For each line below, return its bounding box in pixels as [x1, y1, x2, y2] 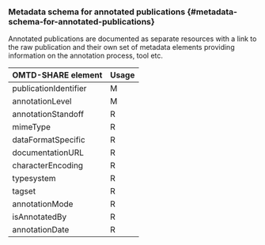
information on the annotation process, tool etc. [8, 51, 164, 61]
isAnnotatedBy [12, 212, 67, 223]
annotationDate [12, 224, 70, 236]
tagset [12, 186, 36, 197]
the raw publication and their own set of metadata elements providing [8, 43, 235, 52]
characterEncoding [12, 160, 84, 171]
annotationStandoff [12, 109, 85, 120]
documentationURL [12, 147, 85, 158]
